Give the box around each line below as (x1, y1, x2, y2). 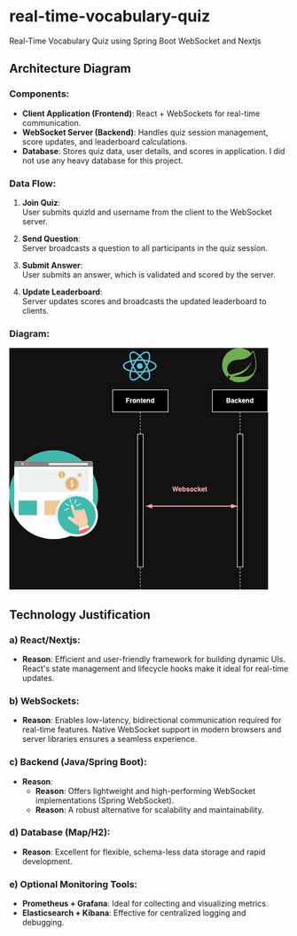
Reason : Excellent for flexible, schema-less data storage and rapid (21, 846, 266, 857)
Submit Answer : (21, 260, 83, 270)
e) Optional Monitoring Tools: (9, 877, 138, 890)
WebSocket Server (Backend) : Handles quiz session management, (21, 127, 269, 137)
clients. (21, 305, 49, 316)
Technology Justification (9, 607, 151, 622)
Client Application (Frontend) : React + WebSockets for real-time (21, 108, 261, 119)
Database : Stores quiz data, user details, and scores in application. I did (21, 145, 285, 156)
